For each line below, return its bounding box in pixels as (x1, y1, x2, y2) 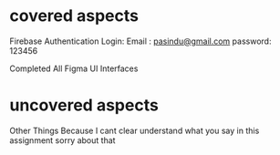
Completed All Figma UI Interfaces (9, 63, 139, 74)
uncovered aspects (9, 95, 160, 116)
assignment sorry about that (9, 134, 116, 146)
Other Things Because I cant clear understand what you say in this (9, 125, 260, 136)
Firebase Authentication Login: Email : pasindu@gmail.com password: (9, 36, 272, 46)
